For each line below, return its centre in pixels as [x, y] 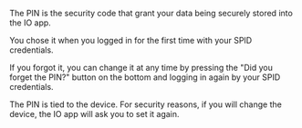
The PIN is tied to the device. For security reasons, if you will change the [146, 104]
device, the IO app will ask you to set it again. [94, 114]
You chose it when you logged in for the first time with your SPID [131, 40]
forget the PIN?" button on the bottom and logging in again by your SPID [145, 77]
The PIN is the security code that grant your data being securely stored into [151, 13]
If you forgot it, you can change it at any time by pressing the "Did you [141, 68]
